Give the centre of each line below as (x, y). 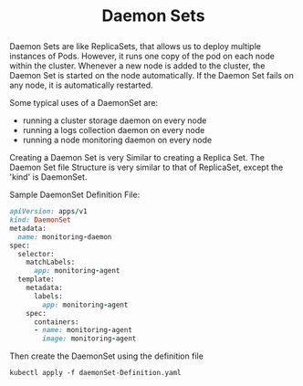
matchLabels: (51, 262)
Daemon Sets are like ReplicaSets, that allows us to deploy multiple (136, 47)
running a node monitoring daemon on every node (117, 140)
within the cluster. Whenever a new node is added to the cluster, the (137, 66)
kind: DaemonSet (40, 220)
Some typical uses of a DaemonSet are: (84, 103)
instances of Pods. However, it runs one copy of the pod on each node (142, 57)
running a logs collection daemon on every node (114, 130)
